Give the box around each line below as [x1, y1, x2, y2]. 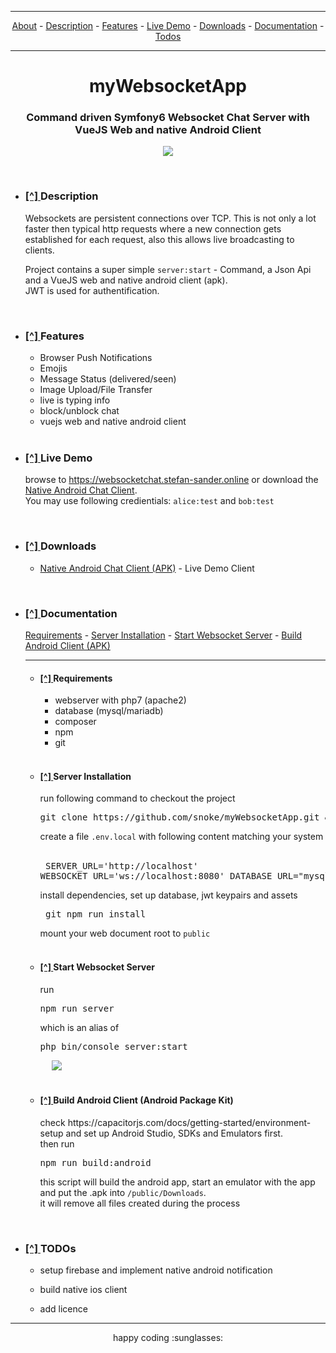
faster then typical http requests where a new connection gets [24, 222, 282, 235]
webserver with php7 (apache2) [54, 694, 187, 706]
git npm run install [45, 909, 147, 920]
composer [54, 716, 97, 728]
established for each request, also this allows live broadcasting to [24, 233, 295, 245]
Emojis [39, 362, 68, 375]
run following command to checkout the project [39, 792, 236, 805]
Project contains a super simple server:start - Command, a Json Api [24, 263, 312, 275]
